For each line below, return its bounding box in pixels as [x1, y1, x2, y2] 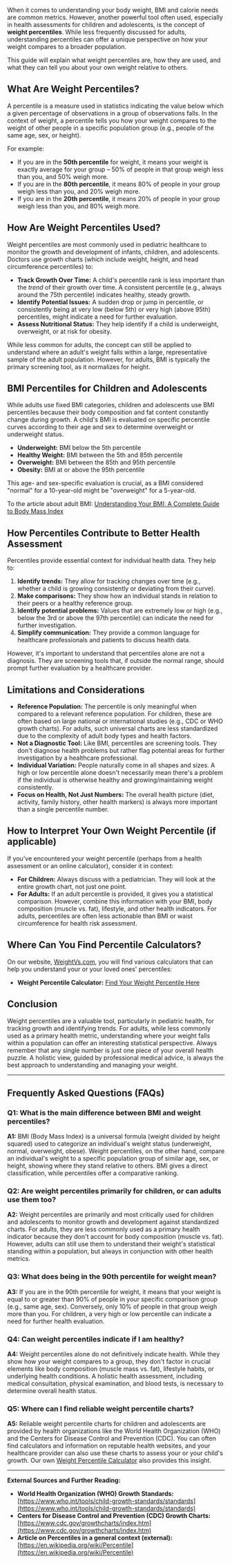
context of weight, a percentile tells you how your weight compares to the [7, 116, 217, 124]
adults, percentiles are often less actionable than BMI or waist [17, 912, 193, 920]
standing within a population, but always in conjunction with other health [7, 1247, 213, 1255]
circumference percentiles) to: [7, 262, 93, 270]
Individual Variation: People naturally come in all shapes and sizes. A [17, 761, 215, 769]
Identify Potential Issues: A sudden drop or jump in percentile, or [17, 297, 204, 306]
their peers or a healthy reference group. [17, 599, 133, 608]
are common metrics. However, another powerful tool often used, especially [7, 13, 223, 21]
